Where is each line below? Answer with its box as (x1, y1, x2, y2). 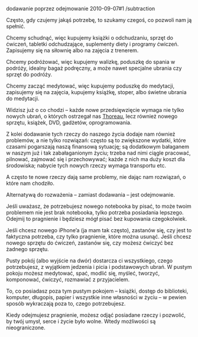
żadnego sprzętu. (6, 246, 49, 252)
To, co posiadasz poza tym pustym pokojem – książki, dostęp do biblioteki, (6, 287, 189, 294)
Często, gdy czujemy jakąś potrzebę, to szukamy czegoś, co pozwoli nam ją (6, 17, 192, 23)
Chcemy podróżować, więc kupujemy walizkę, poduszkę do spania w (6, 59, 176, 65)
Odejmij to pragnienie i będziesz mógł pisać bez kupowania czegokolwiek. (6, 216, 187, 222)
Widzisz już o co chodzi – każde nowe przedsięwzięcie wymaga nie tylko (6, 107, 184, 113)
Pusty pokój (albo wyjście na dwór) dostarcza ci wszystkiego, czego (6, 257, 173, 264)
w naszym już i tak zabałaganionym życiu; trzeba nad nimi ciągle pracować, (6, 149, 191, 156)
